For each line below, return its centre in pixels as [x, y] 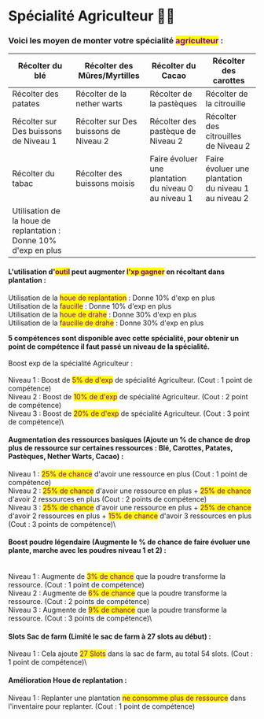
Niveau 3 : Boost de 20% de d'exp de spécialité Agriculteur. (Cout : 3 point [129, 413]
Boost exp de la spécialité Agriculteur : [71, 363]
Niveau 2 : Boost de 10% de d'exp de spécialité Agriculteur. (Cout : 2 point [128, 396]
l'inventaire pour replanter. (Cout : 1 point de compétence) [102, 706]
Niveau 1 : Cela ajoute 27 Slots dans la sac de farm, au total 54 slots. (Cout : [130, 654]
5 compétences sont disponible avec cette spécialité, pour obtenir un [124, 338]
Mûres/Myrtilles [109, 76]
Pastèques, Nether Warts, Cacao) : [66, 457]
